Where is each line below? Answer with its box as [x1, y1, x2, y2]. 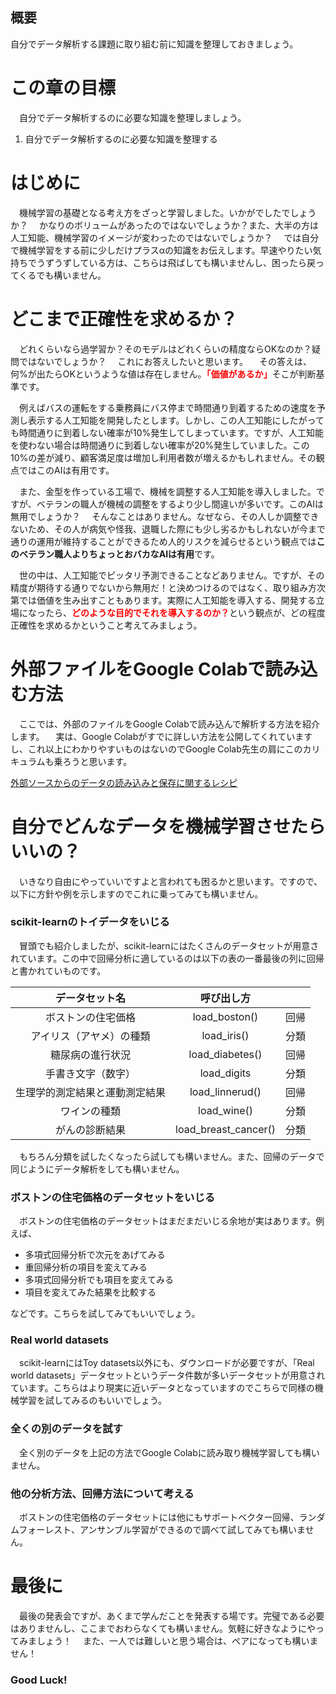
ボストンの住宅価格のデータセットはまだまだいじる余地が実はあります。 [18, 1215, 317, 1227]
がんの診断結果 [55, 1123, 127, 1137]
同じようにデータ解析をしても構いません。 [10, 1163, 185, 1175]
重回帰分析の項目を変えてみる [24, 1261, 148, 1273]
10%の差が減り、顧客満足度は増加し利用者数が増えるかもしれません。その [10, 451, 317, 463]
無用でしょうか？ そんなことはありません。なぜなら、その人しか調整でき [10, 510, 320, 522]
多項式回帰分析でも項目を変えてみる [24, 1274, 175, 1286]
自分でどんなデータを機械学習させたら [10, 815, 327, 838]
